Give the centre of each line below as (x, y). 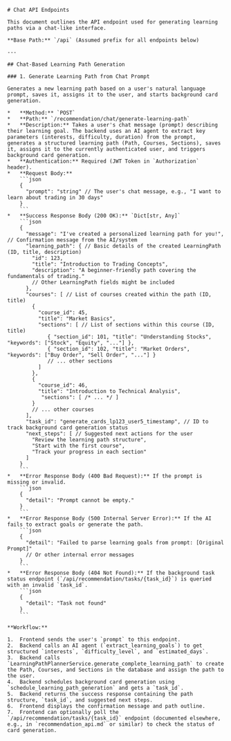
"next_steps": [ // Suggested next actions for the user (109, 434)
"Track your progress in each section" (90, 452)
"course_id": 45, (63, 313)
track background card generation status (68, 428)
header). (20, 167)
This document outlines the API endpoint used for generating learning (112, 22)
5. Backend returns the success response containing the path (100, 694)
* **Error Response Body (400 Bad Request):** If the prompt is (105, 476)
